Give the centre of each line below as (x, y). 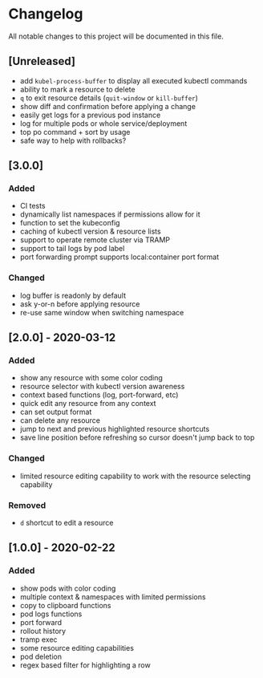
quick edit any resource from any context (88, 404)
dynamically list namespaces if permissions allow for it (110, 214)
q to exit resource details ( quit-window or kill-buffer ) (109, 98)
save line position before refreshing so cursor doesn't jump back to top (137, 437)
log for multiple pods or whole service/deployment (103, 123)
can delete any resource (60, 420)
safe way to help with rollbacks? (73, 140)
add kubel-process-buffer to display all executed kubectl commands (134, 80)
